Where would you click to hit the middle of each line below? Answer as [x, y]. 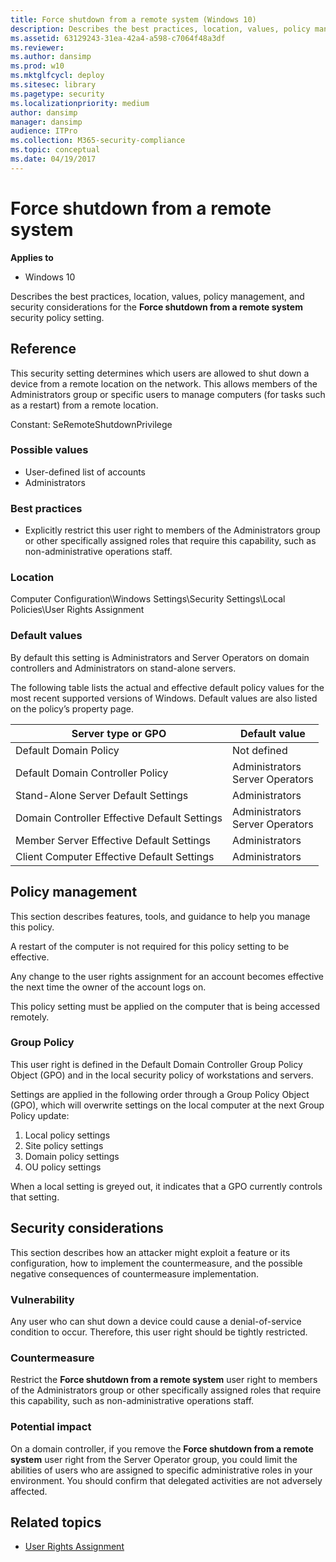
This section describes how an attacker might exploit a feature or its [150, 1252]
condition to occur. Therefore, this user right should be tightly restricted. [159, 1332]
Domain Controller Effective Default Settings [119, 818]
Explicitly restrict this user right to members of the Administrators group [172, 530]
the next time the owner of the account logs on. [108, 987]
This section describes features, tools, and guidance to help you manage [160, 916]
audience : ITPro [44, 131]
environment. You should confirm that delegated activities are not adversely [166, 1480]
